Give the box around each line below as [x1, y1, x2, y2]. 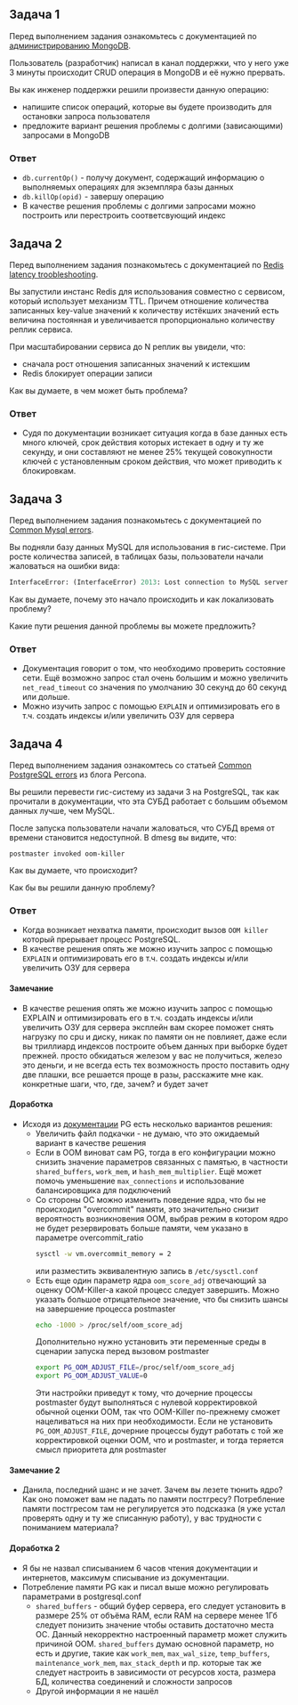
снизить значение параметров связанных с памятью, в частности [35, 1157, 288, 1167]
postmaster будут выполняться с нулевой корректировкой [35, 1397, 258, 1408]
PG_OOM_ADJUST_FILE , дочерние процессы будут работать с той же [35, 1425, 284, 1436]
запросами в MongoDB [21, 129, 110, 141]
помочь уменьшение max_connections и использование [35, 1175, 245, 1186]
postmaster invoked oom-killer [9, 849, 125, 858]
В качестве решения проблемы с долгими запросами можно [21, 200, 256, 212]
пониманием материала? [21, 1522, 118, 1533]
